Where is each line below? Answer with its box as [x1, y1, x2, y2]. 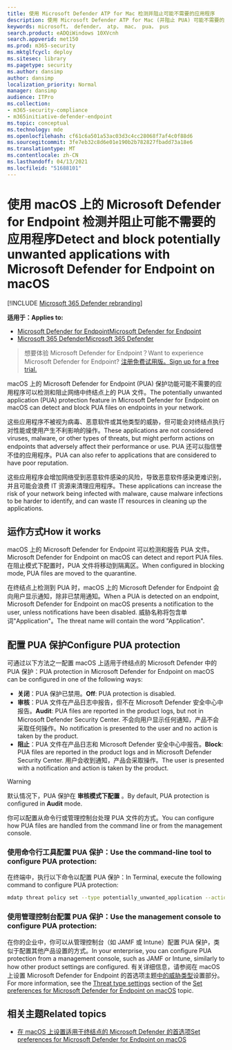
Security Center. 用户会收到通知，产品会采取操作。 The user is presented [17, 756, 224, 765]
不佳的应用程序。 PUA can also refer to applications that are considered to [7, 451, 217, 459]
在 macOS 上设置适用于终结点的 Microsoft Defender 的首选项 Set [17, 1028, 201, 1036]
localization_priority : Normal [7, 81, 97, 88]
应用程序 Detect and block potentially [7, 231, 221, 247]
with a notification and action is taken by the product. [17, 764, 169, 772]
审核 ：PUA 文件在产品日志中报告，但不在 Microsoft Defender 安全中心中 [17, 698, 224, 706]
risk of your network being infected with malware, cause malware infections [7, 489, 223, 497]
